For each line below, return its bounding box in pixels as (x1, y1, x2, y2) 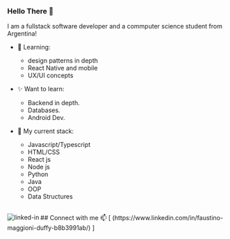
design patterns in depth (27, 56, 99, 65)
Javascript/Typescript (27, 141, 91, 149)
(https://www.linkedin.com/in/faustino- (112, 214, 224, 222)
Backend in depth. (27, 99, 80, 107)
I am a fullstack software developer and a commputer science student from (7, 22, 222, 31)
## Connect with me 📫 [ (40, 214, 111, 222)
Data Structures (27, 192, 73, 201)
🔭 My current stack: (17, 127, 74, 135)
